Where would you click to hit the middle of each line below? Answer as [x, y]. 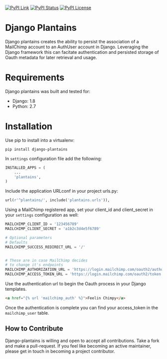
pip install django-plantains [37, 149]
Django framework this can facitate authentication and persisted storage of [82, 52]
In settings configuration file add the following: [53, 158]
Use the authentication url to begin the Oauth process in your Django [76, 284]
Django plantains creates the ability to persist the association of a [72, 41]
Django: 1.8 [24, 101]
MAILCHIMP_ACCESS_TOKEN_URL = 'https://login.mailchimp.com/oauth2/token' [84, 274]
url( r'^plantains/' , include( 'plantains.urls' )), [58, 200]
